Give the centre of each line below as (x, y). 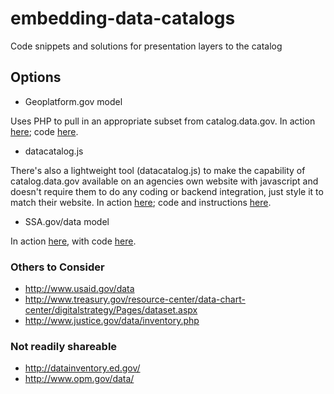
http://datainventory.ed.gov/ (82, 368)
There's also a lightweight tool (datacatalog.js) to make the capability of (158, 170)
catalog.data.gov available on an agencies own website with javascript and (164, 181)
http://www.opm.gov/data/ (79, 379)
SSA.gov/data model (67, 221)
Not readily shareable (64, 346)
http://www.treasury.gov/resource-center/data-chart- (135, 299)
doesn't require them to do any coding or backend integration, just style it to (167, 191)
